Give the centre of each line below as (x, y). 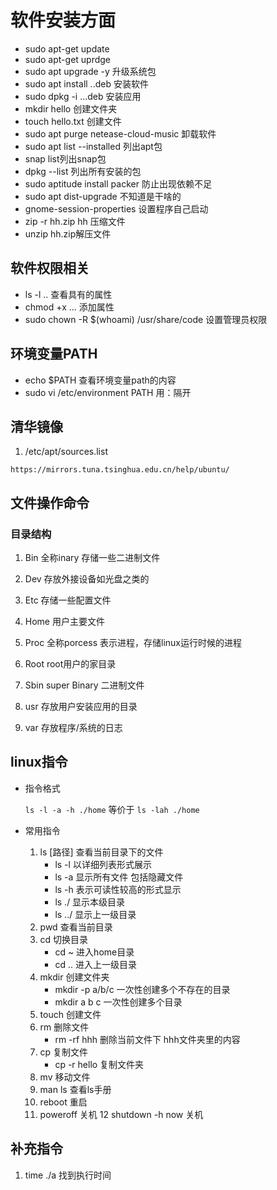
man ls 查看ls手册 (75, 1089)
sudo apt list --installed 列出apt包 (93, 146)
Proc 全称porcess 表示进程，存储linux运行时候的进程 (133, 643)
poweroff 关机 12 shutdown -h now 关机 (121, 1114)
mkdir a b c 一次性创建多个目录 (118, 1002)
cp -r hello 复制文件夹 (99, 1064)
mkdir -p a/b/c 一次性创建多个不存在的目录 (142, 989)
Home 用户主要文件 (64, 622)
